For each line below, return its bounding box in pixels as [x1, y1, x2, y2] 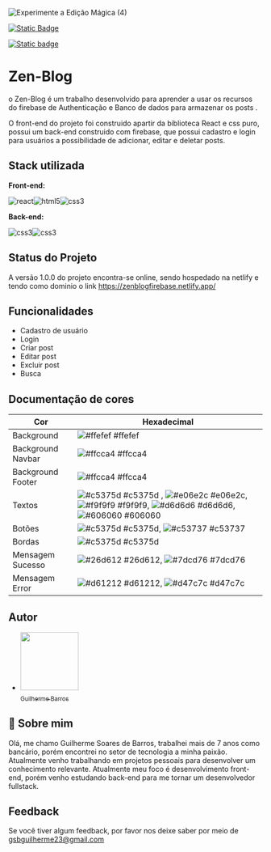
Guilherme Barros [19, 694, 69, 703]
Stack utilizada [8, 159, 85, 173]
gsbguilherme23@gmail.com [8, 834, 105, 845]
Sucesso [12, 559, 46, 570]
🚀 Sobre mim [8, 717, 74, 731]
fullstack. [8, 781, 39, 791]
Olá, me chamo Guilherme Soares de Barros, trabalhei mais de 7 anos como [8, 738, 261, 748]
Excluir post [19, 360, 60, 370]
